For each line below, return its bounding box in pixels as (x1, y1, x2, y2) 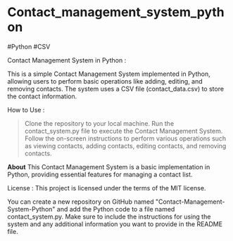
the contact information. (7, 92, 77, 100)
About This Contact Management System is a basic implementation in (7, 162, 210, 171)
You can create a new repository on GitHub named (7, 197, 154, 206)
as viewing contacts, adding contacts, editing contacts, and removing (24, 141, 227, 150)
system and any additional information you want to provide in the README (7, 219, 223, 228)
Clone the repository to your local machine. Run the (24, 119, 175, 127)
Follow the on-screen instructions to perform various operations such (24, 134, 227, 143)
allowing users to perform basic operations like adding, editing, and (7, 77, 203, 85)
